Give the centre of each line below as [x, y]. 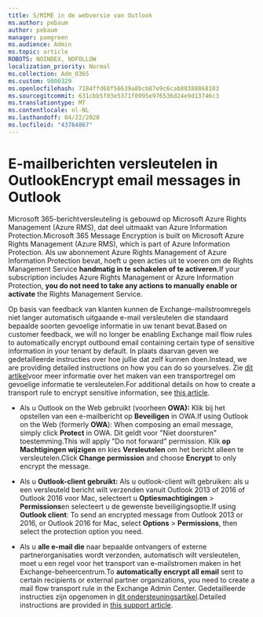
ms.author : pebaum [38, 23]
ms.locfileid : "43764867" [50, 125]
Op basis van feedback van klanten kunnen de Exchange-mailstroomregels [130, 309]
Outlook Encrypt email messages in [124, 180]
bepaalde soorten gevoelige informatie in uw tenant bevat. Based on [118, 326]
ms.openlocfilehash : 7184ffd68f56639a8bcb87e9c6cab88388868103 [114, 88]
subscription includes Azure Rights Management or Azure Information [121, 277]
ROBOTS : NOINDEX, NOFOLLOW [52, 60]
